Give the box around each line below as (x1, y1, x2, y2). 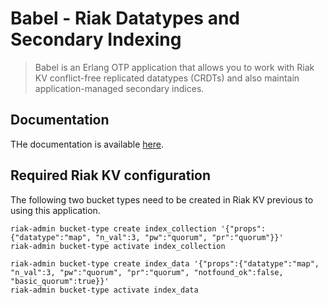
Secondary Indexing (10, 28, 182, 51)
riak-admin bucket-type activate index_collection (10, 241, 226, 251)
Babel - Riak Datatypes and (10, 7, 240, 30)
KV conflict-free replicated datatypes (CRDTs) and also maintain (34, 72, 300, 84)
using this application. (10, 204, 101, 216)
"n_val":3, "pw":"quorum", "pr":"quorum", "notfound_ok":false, (10, 267, 284, 277)
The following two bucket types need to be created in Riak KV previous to (10, 193, 314, 206)
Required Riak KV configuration (10, 167, 212, 184)
